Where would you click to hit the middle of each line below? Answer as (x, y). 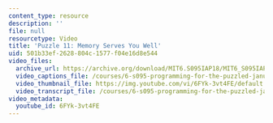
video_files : (30, 61)
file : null (27, 31)
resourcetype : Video (43, 38)
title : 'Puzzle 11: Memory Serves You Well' (85, 46)
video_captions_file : (52, 76)
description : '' (36, 23)
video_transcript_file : (56, 91)
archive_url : (38, 69)
